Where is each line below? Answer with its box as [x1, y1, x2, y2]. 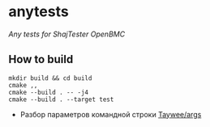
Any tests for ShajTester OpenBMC [8, 29, 126, 39]
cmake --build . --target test [8, 95, 114, 104]
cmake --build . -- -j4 [8, 88, 89, 96]
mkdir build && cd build [8, 74, 92, 83]
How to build [8, 53, 74, 66]
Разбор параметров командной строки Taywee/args [19, 109, 202, 119]
